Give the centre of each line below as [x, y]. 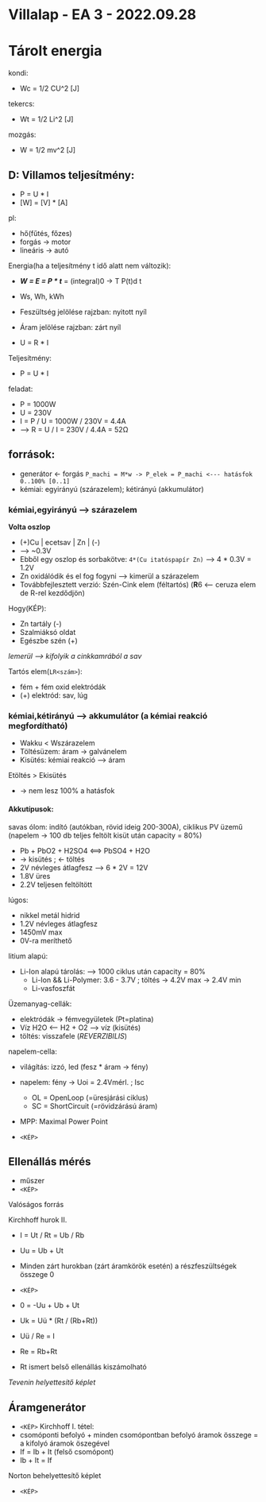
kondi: [19, 73]
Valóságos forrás [36, 1205]
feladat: [21, 389]
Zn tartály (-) [40, 624]
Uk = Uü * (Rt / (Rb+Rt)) [58, 1321]
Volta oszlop [29, 527]
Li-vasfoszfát [53, 988]
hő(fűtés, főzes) [46, 233]
